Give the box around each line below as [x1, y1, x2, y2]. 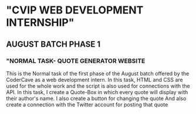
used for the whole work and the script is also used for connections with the [6, 82, 191, 89]
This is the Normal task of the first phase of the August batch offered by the [6, 70, 190, 77]
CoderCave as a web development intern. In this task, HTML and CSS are [6, 76, 183, 83]
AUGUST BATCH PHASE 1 [6, 39, 101, 49]
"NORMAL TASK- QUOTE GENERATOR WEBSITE [6, 57, 146, 65]
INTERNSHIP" [6, 16, 75, 29]
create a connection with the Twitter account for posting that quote [6, 101, 168, 108]
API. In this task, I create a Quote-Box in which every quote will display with [6, 88, 188, 95]
